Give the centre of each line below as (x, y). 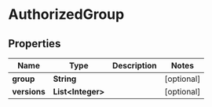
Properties (35, 44)
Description (135, 66)
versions (29, 92)
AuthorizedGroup (66, 15)
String (65, 79)
